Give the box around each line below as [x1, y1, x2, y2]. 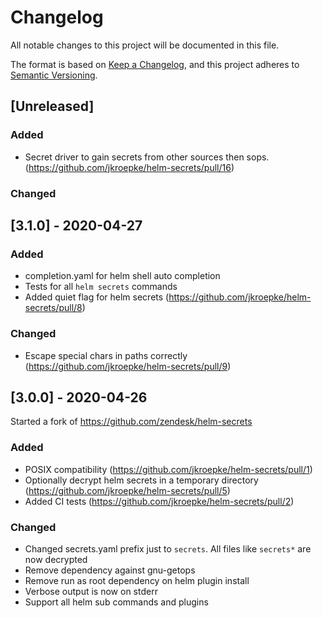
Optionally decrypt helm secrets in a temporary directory [24, 474, 259, 486]
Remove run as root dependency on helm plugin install [24, 574, 250, 586]
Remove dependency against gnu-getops [24, 564, 196, 576]
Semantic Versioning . [10, 69, 98, 81]
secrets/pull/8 [24, 302, 83, 314]
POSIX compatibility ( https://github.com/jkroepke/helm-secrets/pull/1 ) [24, 463, 313, 475]
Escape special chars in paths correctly [24, 349, 188, 361]
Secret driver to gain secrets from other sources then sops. [24, 151, 270, 163]
